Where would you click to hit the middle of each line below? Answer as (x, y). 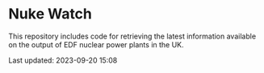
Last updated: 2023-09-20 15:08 (63, 60)
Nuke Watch (50, 14)
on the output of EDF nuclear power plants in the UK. (96, 44)
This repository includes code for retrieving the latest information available (132, 36)
